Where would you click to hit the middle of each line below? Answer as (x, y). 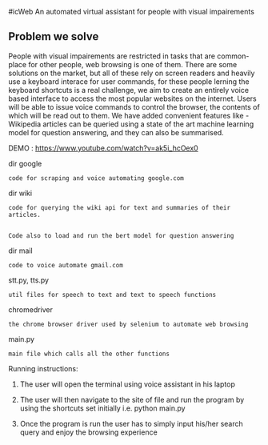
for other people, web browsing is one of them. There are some (132, 64)
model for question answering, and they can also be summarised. (116, 132)
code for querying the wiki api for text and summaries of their (119, 207)
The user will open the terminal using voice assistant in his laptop (128, 384)
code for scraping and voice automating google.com (96, 178)
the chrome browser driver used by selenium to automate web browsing (128, 324)
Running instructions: (43, 368)
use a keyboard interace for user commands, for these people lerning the (129, 81)
